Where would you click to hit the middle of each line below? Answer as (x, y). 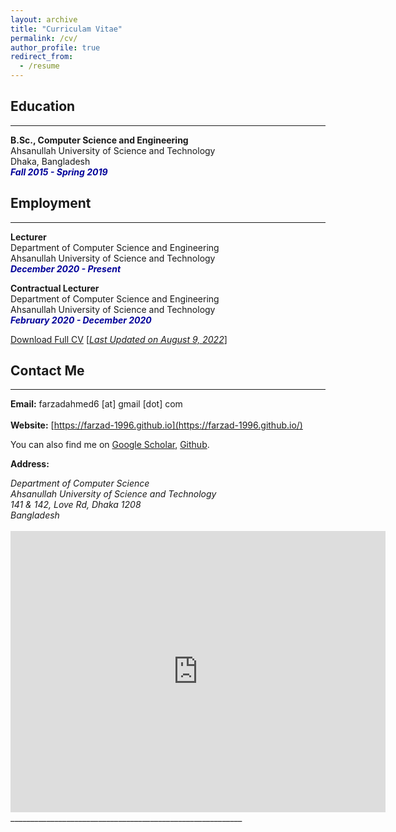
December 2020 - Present (66, 268)
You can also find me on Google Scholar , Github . (110, 445)
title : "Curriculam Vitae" (66, 29)
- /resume (39, 66)
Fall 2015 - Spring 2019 (59, 172)
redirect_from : (42, 57)
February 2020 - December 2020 (81, 320)
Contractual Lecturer (55, 288)
